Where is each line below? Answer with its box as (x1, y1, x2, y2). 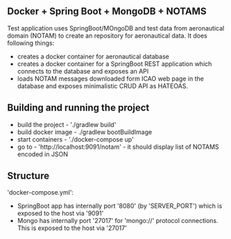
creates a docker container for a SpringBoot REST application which (17, 59, 212, 68)
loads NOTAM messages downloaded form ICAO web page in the (17, 74, 205, 83)
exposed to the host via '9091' (17, 209, 104, 217)
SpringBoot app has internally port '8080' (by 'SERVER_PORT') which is (17, 201, 223, 211)
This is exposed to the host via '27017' (17, 224, 127, 232)
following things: (7, 38, 55, 47)
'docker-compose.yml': (7, 188, 74, 197)
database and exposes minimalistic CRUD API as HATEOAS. (17, 81, 189, 90)
